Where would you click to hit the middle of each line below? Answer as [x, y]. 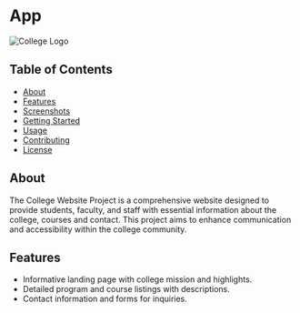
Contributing [46, 140]
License [37, 149]
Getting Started [51, 120]
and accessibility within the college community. [98, 229]
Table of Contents [61, 70]
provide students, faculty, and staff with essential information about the [143, 209]
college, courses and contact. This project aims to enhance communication [150, 219]
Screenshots [46, 111]
